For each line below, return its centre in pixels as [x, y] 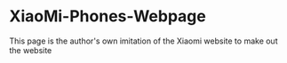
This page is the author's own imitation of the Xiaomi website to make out [143, 41]
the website [31, 50]
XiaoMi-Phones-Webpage [108, 16]
